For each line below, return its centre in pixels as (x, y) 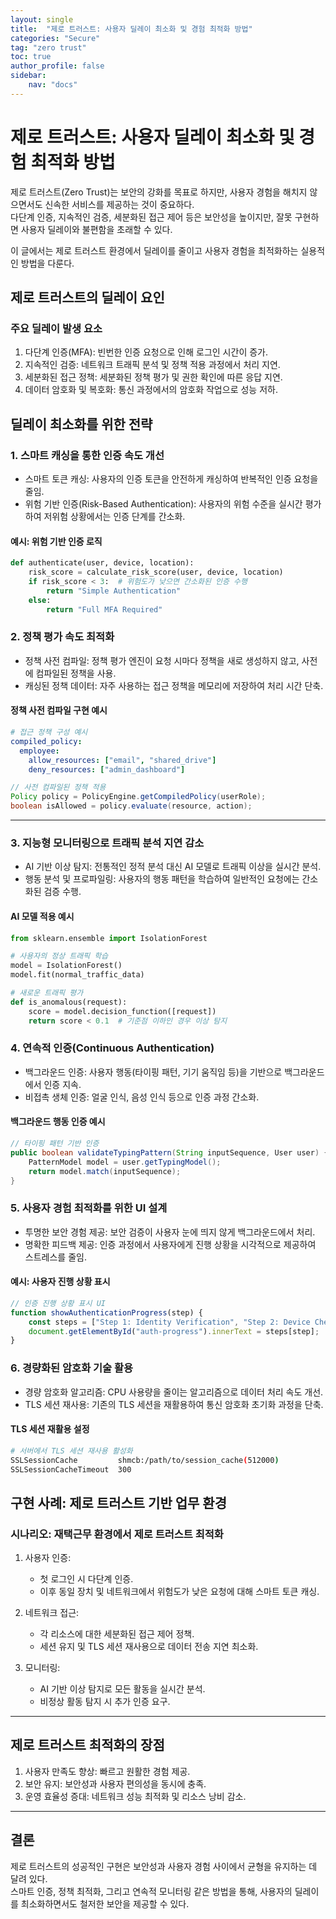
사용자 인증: (48, 1558)
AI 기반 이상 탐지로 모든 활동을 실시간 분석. (122, 1689)
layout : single (42, 19)
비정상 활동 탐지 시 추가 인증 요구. (105, 1702)
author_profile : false (57, 66)
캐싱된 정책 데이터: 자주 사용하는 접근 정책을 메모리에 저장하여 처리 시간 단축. (174, 685)
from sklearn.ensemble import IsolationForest (109, 938)
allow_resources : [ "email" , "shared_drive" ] (122, 760)
